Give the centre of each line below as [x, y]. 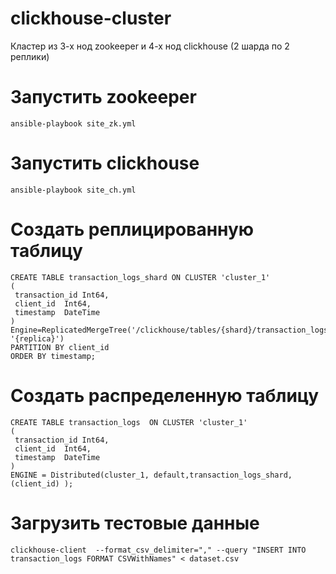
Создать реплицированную [132, 229]
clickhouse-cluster [91, 18]
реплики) [30, 56]
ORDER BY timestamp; [53, 356]
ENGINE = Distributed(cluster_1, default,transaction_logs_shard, [151, 475]
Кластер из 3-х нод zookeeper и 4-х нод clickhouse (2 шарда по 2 [150, 46]
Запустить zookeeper [103, 97]
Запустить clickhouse [105, 163]
